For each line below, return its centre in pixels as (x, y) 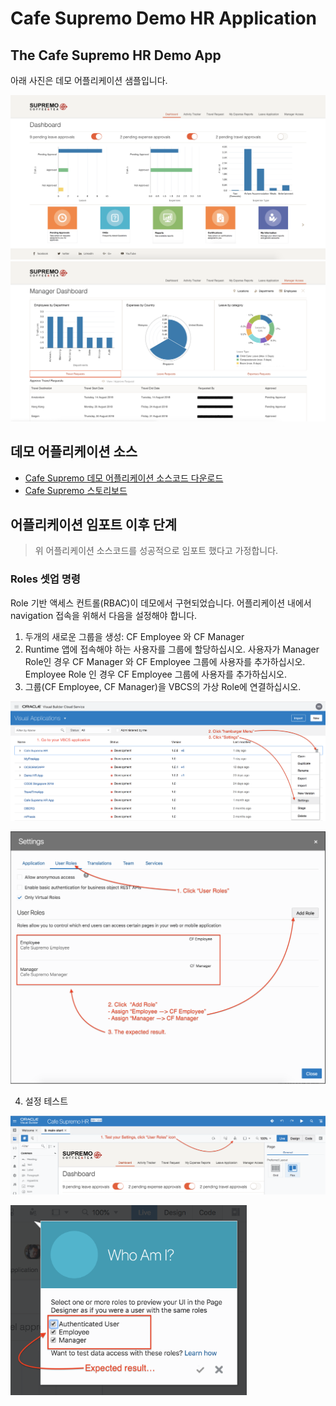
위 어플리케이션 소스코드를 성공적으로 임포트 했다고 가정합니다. (156, 551)
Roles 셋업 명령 (45, 579)
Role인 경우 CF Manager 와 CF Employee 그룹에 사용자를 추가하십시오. (165, 661)
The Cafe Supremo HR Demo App (116, 55)
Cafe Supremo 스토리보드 (76, 490)
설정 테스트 (46, 1101)
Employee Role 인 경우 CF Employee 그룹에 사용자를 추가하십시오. (156, 674)
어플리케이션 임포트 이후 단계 (94, 524)
